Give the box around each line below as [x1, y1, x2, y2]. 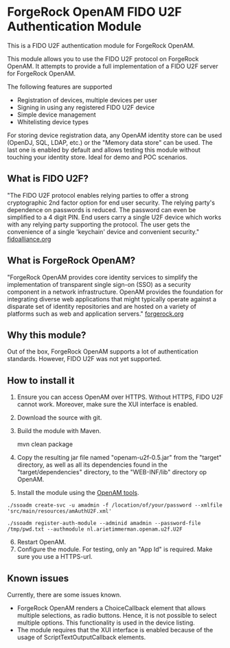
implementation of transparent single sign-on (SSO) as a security [7, 280, 191, 288]
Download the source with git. [16, 413, 102, 422]
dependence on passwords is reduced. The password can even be [7, 205, 196, 213]
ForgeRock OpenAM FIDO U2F [7, 4, 182, 20]
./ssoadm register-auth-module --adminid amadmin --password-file [7, 520, 201, 527]
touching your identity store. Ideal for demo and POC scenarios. [7, 152, 187, 161]
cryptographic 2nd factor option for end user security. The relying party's [7, 198, 215, 207]
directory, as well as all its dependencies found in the [16, 461, 168, 469]
